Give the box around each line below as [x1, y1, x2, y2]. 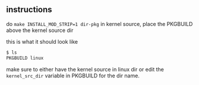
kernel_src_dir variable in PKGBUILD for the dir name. [6, 72, 140, 79]
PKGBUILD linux [6, 55, 44, 61]
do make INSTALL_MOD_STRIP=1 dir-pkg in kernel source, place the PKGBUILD [6, 20, 193, 27]
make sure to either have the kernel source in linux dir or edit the [6, 66, 165, 73]
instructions [6, 5, 52, 15]
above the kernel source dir [6, 27, 74, 34]
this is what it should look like [6, 38, 78, 45]
